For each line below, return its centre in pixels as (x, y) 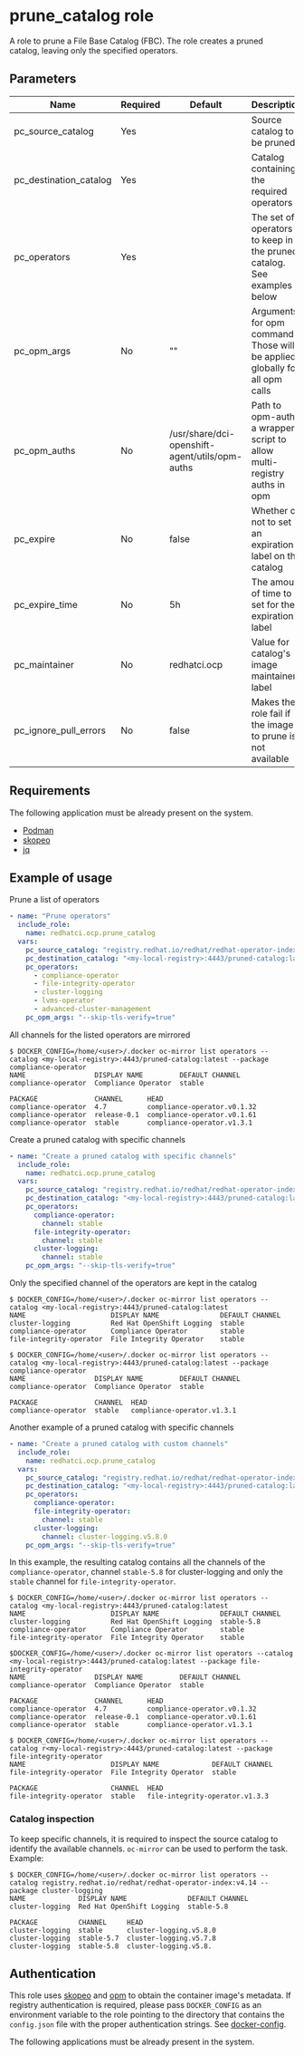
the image (272, 724)
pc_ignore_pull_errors (60, 730)
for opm (268, 323)
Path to (266, 405)
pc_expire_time (46, 604)
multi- (265, 461)
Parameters (43, 79)
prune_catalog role (81, 16)
